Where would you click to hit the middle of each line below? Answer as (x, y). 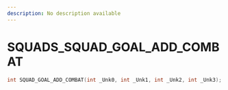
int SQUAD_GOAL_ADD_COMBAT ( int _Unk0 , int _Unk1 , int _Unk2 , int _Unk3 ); (115, 80)
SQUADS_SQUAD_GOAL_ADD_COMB (113, 47)
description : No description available (64, 13)
